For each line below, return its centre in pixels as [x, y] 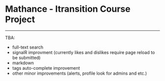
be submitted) [26, 57]
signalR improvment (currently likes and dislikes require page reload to [83, 52]
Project [20, 19]
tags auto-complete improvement [46, 68]
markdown [23, 63]
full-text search [28, 47]
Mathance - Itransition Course [68, 9]
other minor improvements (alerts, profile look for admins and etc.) [80, 73]
